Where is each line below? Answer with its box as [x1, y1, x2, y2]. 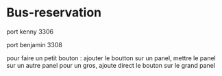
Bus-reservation [6, 5, 102, 21]
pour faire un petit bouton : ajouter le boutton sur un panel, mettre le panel [6, 53, 217, 62]
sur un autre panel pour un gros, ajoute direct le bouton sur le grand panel [6, 61, 216, 69]
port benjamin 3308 [6, 40, 62, 49]
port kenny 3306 [6, 27, 54, 36]
